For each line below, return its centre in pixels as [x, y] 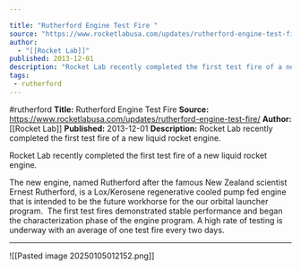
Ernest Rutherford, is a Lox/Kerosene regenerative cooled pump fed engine [148, 192]
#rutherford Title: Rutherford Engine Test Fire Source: [109, 109]
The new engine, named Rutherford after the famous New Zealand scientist [148, 182]
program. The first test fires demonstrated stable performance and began [146, 211]
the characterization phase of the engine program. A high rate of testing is [146, 220]
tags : [19, 76]
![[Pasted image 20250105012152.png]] [82, 256]
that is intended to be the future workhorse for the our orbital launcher [139, 201]
